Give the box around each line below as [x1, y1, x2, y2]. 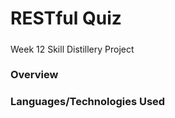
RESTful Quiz [10, 7, 122, 30]
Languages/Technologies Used [10, 95, 166, 109]
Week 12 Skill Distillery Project [10, 43, 135, 55]
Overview [10, 68, 59, 82]
